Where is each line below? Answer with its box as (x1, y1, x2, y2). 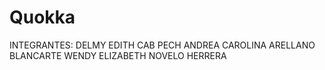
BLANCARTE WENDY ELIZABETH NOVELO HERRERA (9, 49, 227, 61)
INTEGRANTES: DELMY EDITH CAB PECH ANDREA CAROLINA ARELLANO (9, 39, 316, 51)
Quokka (9, 6, 76, 29)
